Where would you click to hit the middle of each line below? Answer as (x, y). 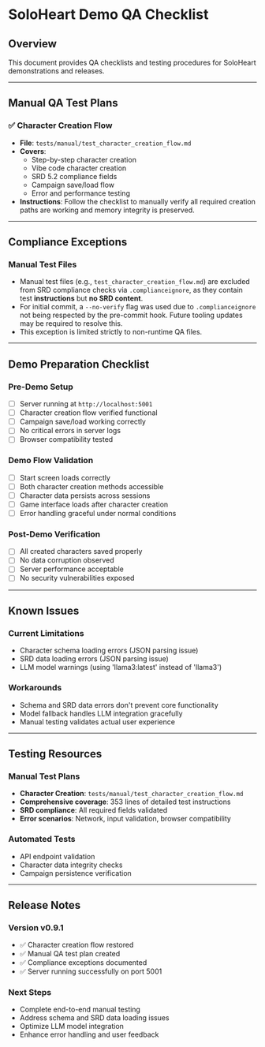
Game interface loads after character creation (94, 504)
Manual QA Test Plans (63, 103)
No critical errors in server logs (70, 431)
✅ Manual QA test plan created (70, 954)
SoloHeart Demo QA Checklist (108, 15)
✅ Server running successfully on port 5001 (91, 971)
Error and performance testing (80, 193)
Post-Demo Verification (54, 534)
